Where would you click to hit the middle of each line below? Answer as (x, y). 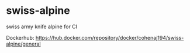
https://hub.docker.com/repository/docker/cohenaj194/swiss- (110, 37)
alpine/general (23, 44)
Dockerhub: (20, 37)
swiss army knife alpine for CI (42, 26)
